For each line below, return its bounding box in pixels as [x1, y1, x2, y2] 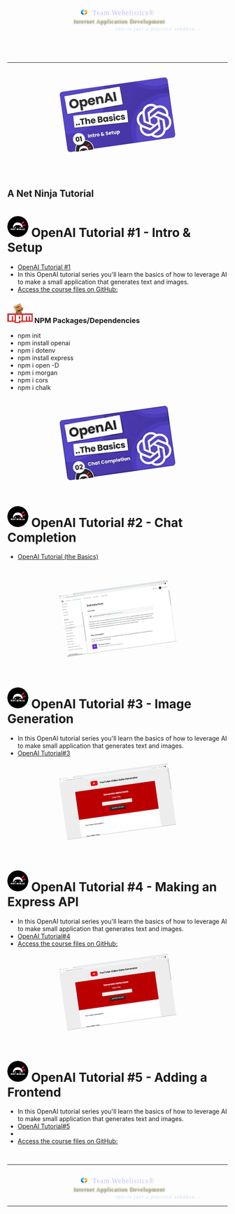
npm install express [17, 354, 74, 362]
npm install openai [17, 339, 71, 347]
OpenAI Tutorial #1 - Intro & [31, 225, 191, 241]
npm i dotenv [17, 347, 56, 355]
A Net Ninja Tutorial [7, 188, 94, 200]
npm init [17, 331, 41, 340]
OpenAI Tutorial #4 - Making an [31, 879, 218, 895]
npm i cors [17, 376, 49, 384]
